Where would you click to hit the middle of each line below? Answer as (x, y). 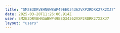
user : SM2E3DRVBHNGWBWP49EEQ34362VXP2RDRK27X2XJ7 (57, 18)
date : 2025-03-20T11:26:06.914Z (38, 14)
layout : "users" (22, 23)
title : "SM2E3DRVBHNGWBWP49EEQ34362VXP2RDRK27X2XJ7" (60, 9)
